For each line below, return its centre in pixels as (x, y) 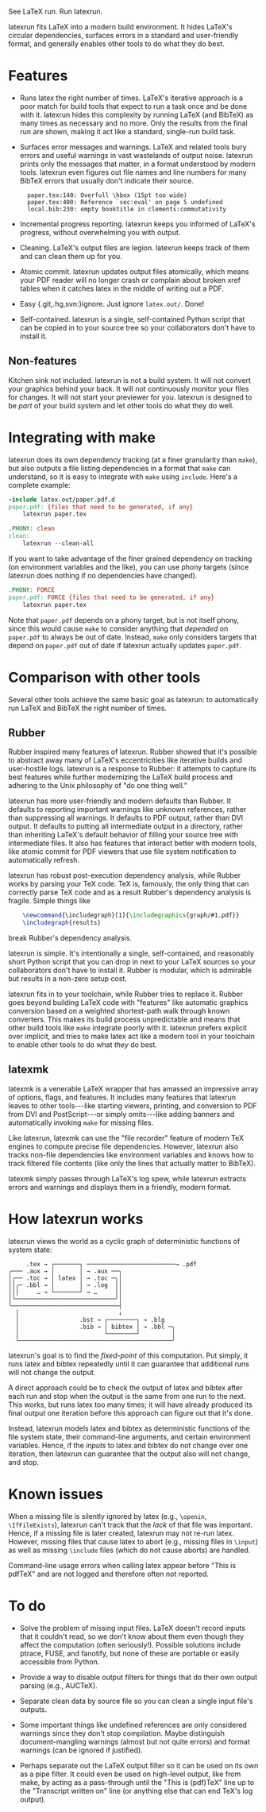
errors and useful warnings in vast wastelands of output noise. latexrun (136, 155)
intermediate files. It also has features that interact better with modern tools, (133, 843)
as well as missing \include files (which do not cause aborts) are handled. (129, 1550)
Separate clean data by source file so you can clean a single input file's (136, 1701)
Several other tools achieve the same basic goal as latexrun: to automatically (133, 699)
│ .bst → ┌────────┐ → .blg (90, 1319)
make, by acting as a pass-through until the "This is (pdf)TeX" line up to (137, 1782)
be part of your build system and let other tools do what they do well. (121, 405)
